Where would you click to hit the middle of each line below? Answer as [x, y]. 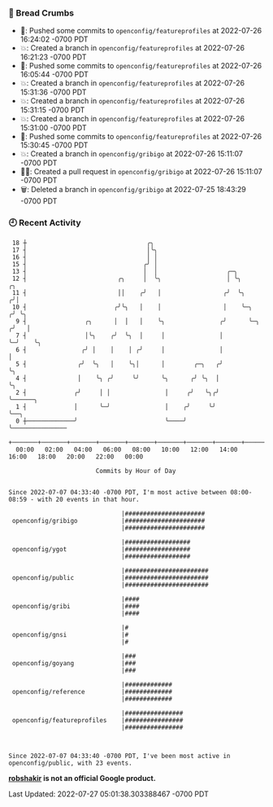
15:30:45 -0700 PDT [54, 145]
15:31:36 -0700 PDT [53, 92]
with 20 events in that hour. [89, 499]
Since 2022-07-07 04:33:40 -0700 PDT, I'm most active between [118, 492]
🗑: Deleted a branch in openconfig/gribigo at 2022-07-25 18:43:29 [133, 190]
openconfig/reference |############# [92, 691]
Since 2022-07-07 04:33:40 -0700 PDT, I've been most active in [119, 756]
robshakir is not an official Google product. [82, 778]
